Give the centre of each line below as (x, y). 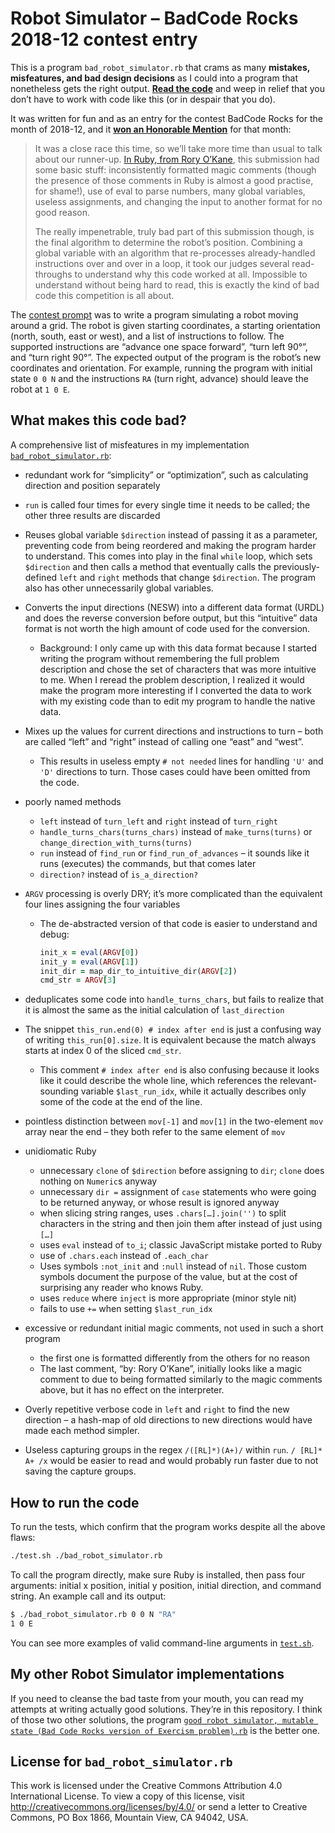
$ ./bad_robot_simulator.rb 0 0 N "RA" (93, 1614)
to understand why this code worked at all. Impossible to (191, 274)
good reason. (62, 212)
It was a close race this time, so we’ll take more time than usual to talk (178, 148)
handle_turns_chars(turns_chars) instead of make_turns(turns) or (176, 831)
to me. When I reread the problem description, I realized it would (172, 679)
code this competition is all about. (104, 295)
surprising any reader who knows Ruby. (121, 1288)
